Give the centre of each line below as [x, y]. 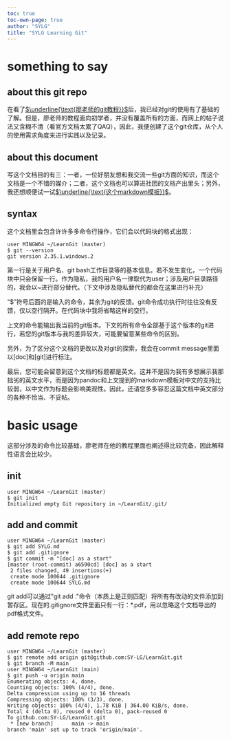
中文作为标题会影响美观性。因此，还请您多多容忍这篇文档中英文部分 [127, 389]
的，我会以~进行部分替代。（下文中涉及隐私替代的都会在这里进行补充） [107, 287]
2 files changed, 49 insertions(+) [61, 571]
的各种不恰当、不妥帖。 [40, 397]
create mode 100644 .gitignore [55, 577]
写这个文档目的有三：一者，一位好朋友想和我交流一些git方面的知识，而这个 [113, 175]
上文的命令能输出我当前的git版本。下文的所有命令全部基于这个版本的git [108, 325]
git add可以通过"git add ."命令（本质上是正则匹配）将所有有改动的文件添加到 [115, 596]
